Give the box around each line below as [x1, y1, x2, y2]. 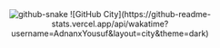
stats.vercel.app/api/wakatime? [51, 18, 169, 29]
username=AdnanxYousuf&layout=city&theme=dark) [11, 28, 209, 39]
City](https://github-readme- [103, 9, 212, 19]
